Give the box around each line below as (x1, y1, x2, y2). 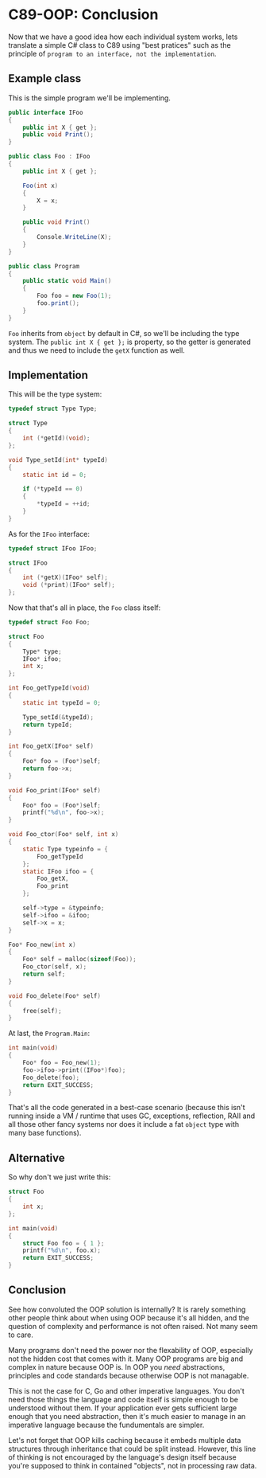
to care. (8, 1330, 34, 1339)
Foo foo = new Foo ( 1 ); (37, 292, 112, 300)
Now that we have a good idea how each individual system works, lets (8, 32, 238, 41)
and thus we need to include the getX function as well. (8, 345, 185, 355)
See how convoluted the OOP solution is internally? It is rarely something (8, 1304, 246, 1314)
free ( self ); (22, 1007, 62, 1015)
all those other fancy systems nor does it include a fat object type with (8, 1120, 240, 1129)
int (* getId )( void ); (22, 434, 91, 443)
